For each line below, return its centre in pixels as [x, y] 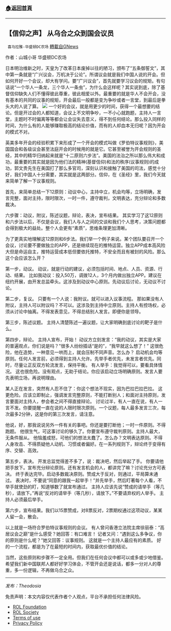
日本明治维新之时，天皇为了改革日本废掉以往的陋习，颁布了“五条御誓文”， [83, 68]
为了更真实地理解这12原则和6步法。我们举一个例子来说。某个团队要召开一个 [85, 239]
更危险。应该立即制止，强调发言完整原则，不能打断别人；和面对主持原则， [83, 395]
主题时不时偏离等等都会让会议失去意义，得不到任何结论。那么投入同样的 [90, 119]
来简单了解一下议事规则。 [32, 181]
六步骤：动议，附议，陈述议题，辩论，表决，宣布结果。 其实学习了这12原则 [84, 216]
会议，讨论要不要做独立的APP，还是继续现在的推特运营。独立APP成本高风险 [85, 245]
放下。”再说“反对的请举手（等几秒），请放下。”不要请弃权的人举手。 [90, 493]
